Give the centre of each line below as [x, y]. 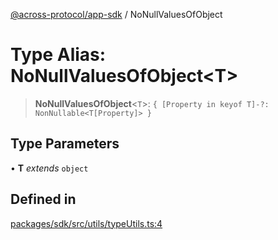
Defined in [43, 199]
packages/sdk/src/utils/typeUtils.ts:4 [86, 223]
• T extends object [49, 168]
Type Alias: [58, 55]
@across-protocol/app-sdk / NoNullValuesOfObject [116, 14]
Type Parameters [65, 144]
